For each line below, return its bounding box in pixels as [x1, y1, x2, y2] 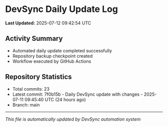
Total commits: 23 [12, 86, 50, 92]
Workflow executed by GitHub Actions [12, 58, 91, 64]
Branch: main [12, 102, 40, 108]
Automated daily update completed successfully [12, 47, 112, 53]
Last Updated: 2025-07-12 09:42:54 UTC [5, 20, 91, 26]
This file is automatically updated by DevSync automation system [5, 116, 141, 122]
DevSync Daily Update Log [5, 3, 118, 15]
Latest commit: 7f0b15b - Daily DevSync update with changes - [12, 91, 143, 97]
